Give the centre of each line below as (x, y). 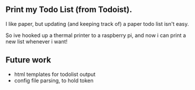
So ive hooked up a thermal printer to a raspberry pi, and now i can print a (96, 35)
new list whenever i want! (36, 41)
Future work (28, 60)
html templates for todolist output (55, 74)
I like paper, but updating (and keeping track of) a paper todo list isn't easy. (97, 24)
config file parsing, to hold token (54, 80)
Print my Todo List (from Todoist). (69, 10)
